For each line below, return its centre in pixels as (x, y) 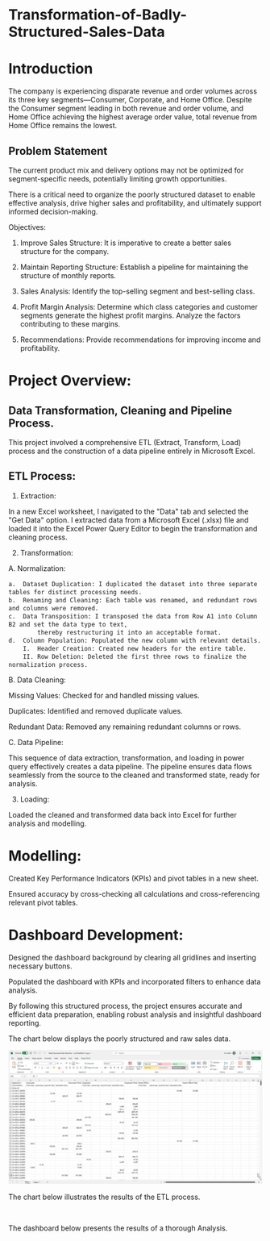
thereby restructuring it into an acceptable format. (129, 632)
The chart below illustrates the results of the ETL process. (104, 1197)
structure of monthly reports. (68, 275)
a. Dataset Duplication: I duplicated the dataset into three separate (133, 584)
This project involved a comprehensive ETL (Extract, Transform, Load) (125, 442)
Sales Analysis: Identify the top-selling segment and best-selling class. (137, 291)
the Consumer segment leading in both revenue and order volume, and (126, 108)
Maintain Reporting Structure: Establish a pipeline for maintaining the (134, 267)
